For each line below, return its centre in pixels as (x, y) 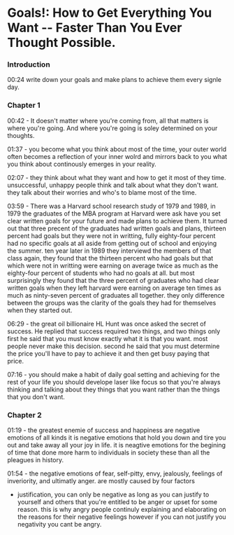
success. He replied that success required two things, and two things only (114, 331)
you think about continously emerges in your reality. (82, 164)
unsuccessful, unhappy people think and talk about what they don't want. (113, 185)
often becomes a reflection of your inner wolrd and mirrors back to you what (117, 156)
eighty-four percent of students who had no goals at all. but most (101, 273)
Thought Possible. (62, 43)
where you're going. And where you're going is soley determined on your (112, 128)
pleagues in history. (36, 460)
